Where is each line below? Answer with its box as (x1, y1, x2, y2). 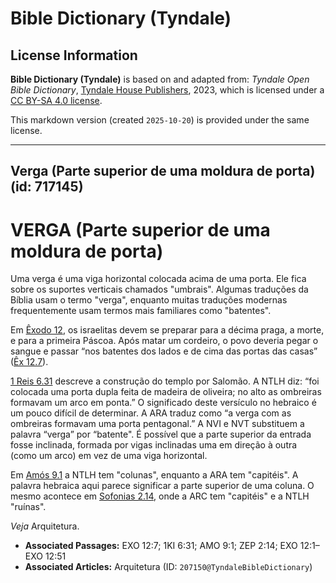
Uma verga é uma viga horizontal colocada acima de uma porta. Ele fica (10, 273, 307, 285)
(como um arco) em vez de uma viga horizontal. (10, 450, 208, 462)
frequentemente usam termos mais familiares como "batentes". (10, 305, 272, 317)
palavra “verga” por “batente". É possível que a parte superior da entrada (10, 428, 312, 441)
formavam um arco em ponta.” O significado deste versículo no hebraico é (10, 397, 317, 409)
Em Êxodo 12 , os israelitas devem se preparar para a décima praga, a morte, (10, 324, 325, 336)
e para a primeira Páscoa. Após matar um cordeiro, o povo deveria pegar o (10, 335, 319, 347)
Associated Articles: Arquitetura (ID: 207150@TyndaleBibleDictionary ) (24, 561, 313, 573)
